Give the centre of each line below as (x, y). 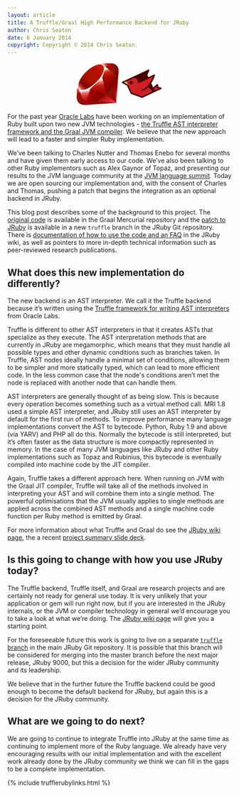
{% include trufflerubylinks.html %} (59, 783)
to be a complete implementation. (57, 768)
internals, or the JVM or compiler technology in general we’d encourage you (119, 611)
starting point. (28, 626)
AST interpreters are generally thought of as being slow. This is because (113, 396)
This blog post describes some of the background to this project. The (109, 212)
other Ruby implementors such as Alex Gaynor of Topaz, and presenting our (119, 168)
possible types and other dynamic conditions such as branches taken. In (114, 352)
